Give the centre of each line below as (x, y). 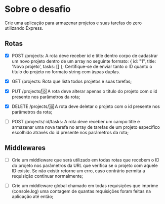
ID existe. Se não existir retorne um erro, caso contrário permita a (78, 171)
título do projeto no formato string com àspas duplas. (66, 72)
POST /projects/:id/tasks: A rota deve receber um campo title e (76, 122)
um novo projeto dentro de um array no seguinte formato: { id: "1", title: (84, 61)
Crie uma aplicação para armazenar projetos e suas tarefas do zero (73, 23)
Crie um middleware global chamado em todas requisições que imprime (85, 185)
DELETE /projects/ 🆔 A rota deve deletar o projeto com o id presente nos (86, 106)
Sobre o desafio (38, 9)
